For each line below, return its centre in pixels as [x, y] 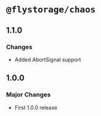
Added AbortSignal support [48, 59]
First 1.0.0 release [36, 107]
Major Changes [28, 95]
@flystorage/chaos [51, 10]
